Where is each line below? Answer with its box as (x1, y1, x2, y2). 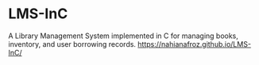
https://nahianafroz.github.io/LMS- (137, 39, 252, 48)
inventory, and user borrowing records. (8, 39, 137, 48)
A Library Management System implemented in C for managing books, (8, 31, 238, 40)
